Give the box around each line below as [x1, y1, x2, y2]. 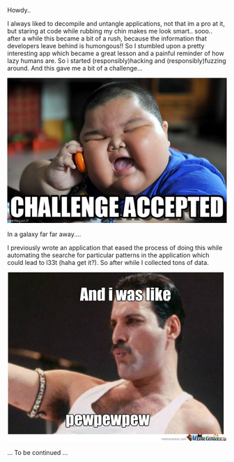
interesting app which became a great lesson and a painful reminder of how [7, 49, 224, 57]
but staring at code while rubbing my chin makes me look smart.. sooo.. [7, 27, 212, 35]
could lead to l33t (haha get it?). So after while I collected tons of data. [7, 258, 209, 266]
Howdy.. [7, 6, 31, 14]
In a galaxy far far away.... [7, 230, 81, 238]
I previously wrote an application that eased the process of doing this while [7, 243, 223, 252]
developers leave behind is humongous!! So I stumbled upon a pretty [7, 42, 205, 50]
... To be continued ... [7, 449, 68, 457]
